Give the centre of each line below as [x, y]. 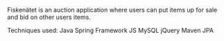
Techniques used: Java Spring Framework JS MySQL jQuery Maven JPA [110, 30]
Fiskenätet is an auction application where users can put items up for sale [112, 10]
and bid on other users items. [49, 17]
